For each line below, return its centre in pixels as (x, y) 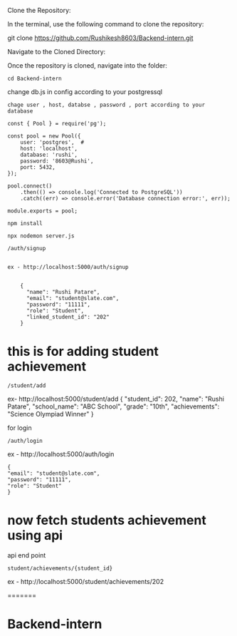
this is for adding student (83, 352)
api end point (27, 555)
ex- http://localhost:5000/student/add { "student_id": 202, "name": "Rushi (116, 399)
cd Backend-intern (35, 78)
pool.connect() (30, 186)
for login (20, 428)
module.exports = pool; (43, 211)
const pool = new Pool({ (44, 136)
